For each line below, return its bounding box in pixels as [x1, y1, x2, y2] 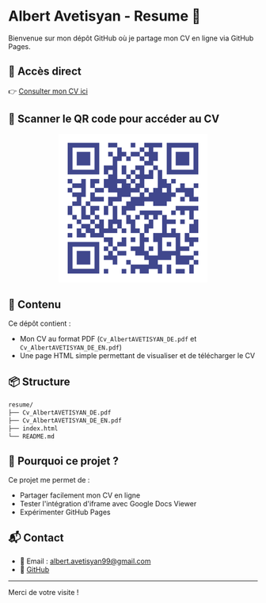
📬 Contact [8, 531, 64, 545]
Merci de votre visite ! [8, 587, 79, 597]
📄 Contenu [8, 297, 62, 311]
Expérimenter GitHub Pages [19, 507, 111, 517]
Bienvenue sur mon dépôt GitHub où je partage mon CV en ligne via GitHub [8, 33, 254, 43]
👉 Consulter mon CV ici [8, 86, 89, 96]
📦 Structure [8, 375, 70, 388]
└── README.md [8, 433, 55, 441]
